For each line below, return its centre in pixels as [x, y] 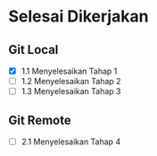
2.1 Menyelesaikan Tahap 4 [71, 142]
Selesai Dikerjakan [78, 17]
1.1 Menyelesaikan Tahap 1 [69, 71]
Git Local [33, 50]
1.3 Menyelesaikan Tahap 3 [71, 91]
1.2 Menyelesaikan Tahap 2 [71, 82]
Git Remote [40, 120]
